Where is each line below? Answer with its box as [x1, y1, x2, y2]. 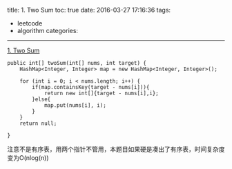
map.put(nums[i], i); [43, 102, 107, 109]
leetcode [17, 19, 43, 27]
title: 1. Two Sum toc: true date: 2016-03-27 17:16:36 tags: [7, 6, 171, 14]
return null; [19, 120, 57, 127]
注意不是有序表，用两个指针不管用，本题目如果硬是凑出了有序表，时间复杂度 [7, 145, 225, 153]
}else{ [32, 96, 51, 103]
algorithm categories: [17, 27, 78, 34]
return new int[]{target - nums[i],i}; [43, 90, 159, 97]
